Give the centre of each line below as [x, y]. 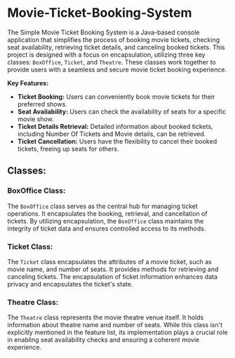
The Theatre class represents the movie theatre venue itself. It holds [106, 317]
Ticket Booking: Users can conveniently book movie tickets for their [116, 97]
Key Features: [28, 83]
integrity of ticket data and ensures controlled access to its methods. [107, 228]
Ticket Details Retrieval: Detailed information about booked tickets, [115, 126]
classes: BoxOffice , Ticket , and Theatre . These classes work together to [112, 62]
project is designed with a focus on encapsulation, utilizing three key [106, 55]
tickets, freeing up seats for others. [68, 149]
